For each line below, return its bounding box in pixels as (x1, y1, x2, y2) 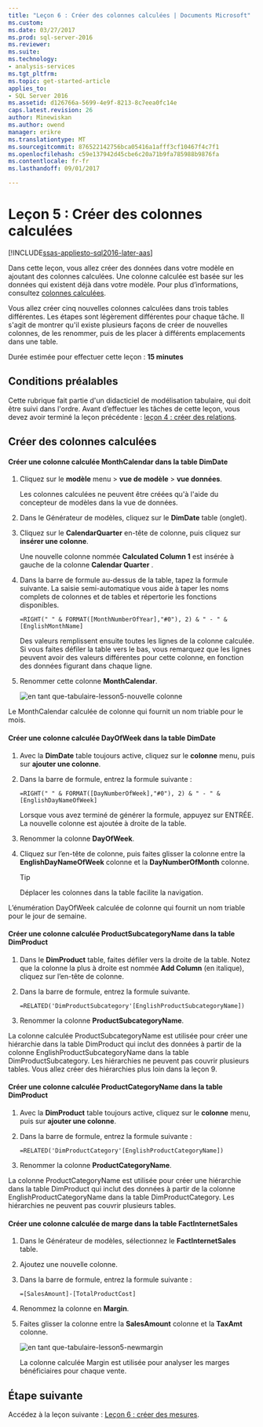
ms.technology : (8, 56, 58, 64)
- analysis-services (8, 63, 76, 71)
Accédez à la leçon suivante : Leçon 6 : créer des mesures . (8, 1410, 200, 1419)
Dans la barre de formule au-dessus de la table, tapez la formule (19, 575, 228, 585)
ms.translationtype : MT (8, 135, 86, 144)
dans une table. (8, 337, 59, 346)
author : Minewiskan (8, 114, 72, 122)
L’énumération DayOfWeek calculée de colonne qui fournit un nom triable (8, 903, 246, 912)
